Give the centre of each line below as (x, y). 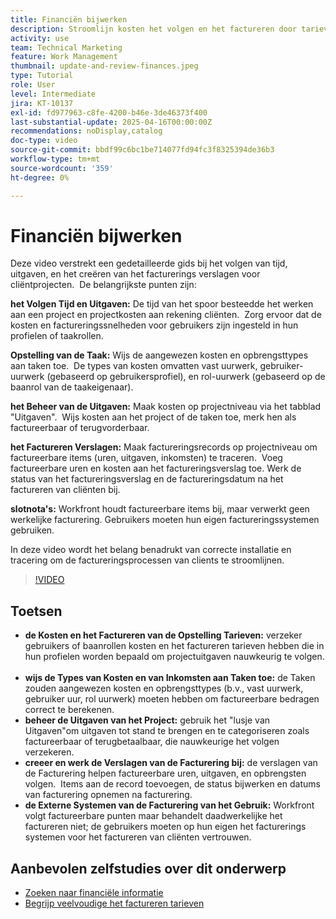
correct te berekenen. (69, 710)
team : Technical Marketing (66, 47)
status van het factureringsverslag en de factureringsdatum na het (147, 479)
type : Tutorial (42, 76)
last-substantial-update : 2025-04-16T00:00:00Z (111, 122)
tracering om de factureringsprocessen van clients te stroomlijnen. (147, 560)
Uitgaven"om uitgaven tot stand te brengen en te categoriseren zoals (167, 731)
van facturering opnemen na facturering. (108, 795)
